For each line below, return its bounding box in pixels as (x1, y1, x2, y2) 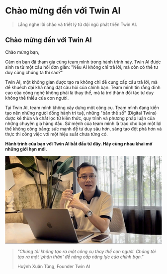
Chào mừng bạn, (5, 49, 40, 55)
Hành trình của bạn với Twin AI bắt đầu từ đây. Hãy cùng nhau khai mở (5, 140, 153, 146)
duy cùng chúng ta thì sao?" (5, 69, 63, 75)
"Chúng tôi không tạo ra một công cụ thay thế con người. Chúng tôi (17, 248, 156, 254)
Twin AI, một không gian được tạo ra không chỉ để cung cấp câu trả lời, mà (5, 79, 158, 85)
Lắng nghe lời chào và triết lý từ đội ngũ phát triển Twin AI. (17, 21, 138, 27)
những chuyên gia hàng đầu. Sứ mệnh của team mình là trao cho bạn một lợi (5, 120, 162, 127)
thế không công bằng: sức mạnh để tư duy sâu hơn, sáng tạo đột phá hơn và (5, 126, 162, 132)
